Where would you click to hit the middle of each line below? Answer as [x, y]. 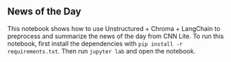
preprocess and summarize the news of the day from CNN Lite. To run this [115, 36]
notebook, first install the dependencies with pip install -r [95, 43]
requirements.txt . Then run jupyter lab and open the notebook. [101, 51]
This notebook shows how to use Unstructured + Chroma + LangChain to [114, 28]
